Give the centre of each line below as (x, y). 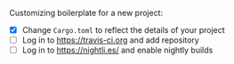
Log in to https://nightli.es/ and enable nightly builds (117, 50)
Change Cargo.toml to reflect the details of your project (123, 30)
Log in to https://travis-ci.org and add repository (111, 40)
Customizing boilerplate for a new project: (86, 13)
